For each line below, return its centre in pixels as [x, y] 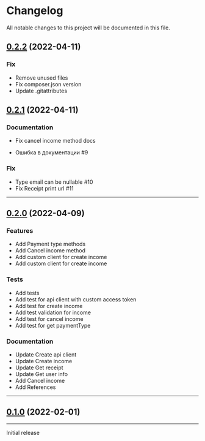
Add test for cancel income [49, 318]
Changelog [35, 11]
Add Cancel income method [50, 251]
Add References [35, 387]
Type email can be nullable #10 [54, 182]
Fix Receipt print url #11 [45, 188]
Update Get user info [41, 374]
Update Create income [44, 361]
